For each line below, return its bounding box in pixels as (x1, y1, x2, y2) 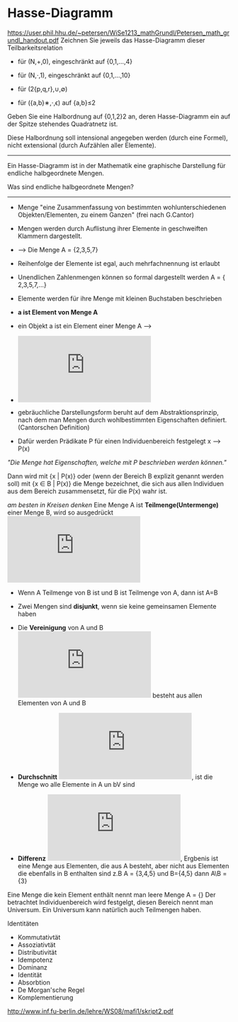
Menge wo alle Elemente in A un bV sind (17, 780, 135, 788)
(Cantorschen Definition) (17, 423, 90, 432)
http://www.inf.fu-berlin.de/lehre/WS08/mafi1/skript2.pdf (7, 1006, 174, 1015)
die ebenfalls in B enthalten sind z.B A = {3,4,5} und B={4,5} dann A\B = (17, 869, 227, 877)
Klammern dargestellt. (17, 232, 83, 240)
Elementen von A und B (17, 698, 86, 707)
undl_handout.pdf (7, 35, 59, 44)
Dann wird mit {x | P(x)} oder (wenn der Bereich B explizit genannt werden (7, 471, 225, 480)
